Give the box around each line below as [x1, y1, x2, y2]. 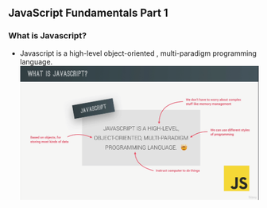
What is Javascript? [8, 30, 87, 41]
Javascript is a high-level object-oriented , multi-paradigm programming [19, 48, 257, 58]
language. [19, 57, 53, 66]
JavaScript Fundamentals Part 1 [8, 6, 168, 20]
